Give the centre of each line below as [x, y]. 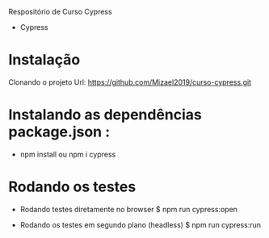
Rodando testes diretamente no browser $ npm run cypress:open [129, 209]
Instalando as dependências [105, 115]
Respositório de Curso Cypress [60, 12]
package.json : [59, 132]
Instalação [44, 60]
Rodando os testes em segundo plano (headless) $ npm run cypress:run [140, 224]
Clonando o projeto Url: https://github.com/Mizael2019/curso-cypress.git [130, 82]
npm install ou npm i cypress [68, 154]
